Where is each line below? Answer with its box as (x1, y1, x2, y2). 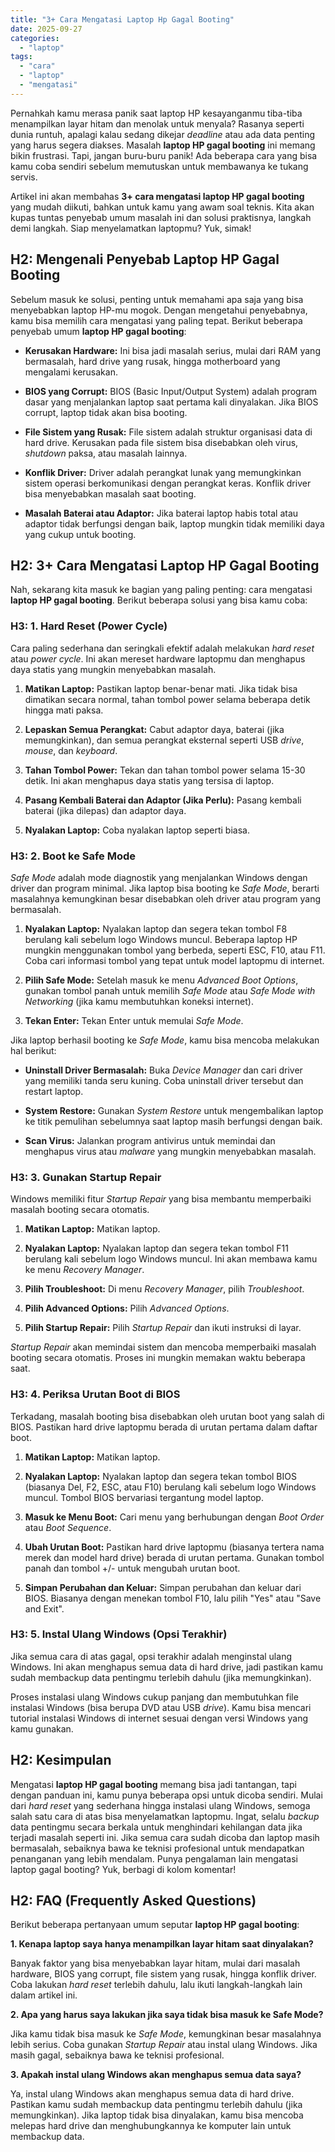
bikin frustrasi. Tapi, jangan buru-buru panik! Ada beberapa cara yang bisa (10, 149, 318, 161)
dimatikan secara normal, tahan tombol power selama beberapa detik (24, 693, 311, 705)
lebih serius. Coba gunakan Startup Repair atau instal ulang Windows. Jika (10, 2039, 318, 2051)
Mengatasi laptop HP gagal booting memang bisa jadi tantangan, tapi (10, 1778, 297, 1790)
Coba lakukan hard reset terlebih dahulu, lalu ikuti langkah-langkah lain (10, 1979, 303, 1991)
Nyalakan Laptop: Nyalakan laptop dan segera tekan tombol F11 (24, 1242, 290, 1255)
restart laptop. (24, 1085, 84, 1097)
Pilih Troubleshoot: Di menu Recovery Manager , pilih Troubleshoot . (24, 1283, 305, 1295)
